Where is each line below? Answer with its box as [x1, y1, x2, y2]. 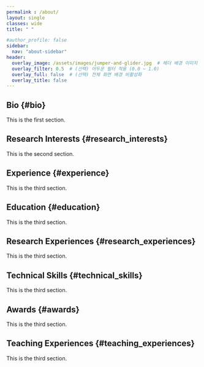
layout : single [6, 15, 45, 21]
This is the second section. [6, 150, 75, 157]
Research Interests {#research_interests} [6, 134, 168, 144]
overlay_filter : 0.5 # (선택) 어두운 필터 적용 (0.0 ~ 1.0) [12, 66, 160, 72]
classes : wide [6, 20, 43, 26]
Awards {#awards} [6, 304, 80, 315]
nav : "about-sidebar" [12, 48, 67, 55]
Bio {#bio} [6, 99, 46, 110]
